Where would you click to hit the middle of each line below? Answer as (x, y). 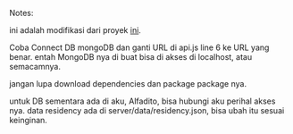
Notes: (21, 13)
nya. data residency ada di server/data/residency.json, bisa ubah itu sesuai (147, 110)
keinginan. (28, 120)
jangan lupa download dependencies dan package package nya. (128, 84)
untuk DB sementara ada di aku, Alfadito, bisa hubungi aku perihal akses (142, 101)
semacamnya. (35, 67)
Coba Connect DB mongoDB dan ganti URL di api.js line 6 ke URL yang (139, 47)
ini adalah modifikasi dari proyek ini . (75, 30)
